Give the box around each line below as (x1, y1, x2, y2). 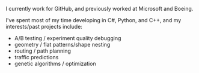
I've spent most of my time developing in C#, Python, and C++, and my (5, 17, 182, 23)
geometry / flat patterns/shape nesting (14, 41, 111, 48)
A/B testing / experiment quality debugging (14, 35, 121, 41)
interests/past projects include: (5, 23, 82, 30)
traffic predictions (14, 54, 59, 60)
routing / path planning (14, 47, 72, 54)
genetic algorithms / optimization (14, 60, 97, 67)
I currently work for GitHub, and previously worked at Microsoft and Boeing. (5, 5, 194, 12)
